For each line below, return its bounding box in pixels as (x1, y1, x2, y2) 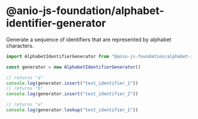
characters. (6, 42, 34, 49)
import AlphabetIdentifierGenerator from (6, 53, 110, 59)
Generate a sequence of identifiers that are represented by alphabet (6, 36, 172, 43)
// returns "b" (6, 86, 44, 91)
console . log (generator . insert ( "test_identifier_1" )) (6, 80, 138, 86)
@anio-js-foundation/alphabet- (6, 4, 164, 18)
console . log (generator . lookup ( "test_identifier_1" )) (6, 107, 138, 113)
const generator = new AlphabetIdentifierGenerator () (6, 64, 141, 70)
